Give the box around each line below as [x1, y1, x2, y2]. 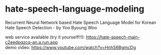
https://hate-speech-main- [86, 34, 140, 40]
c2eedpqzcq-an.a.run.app [5, 39, 58, 45]
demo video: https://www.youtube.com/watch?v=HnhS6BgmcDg [5, 44, 136, 50]
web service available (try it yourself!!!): [5, 34, 85, 40]
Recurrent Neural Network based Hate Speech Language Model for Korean [5, 19, 157, 25]
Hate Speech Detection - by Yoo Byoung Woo [5, 24, 97, 30]
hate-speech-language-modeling [5, 3, 144, 15]
